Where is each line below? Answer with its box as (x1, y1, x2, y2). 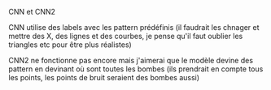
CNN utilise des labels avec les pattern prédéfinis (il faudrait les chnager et (8, 23, 260, 32)
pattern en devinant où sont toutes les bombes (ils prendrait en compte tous (8, 64, 264, 74)
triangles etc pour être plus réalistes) (8, 40, 132, 49)
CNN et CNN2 (8, 7, 55, 16)
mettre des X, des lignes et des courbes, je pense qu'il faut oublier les (8, 32, 243, 41)
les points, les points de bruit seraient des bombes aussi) (8, 73, 200, 82)
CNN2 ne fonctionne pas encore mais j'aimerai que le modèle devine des (8, 56, 254, 65)
